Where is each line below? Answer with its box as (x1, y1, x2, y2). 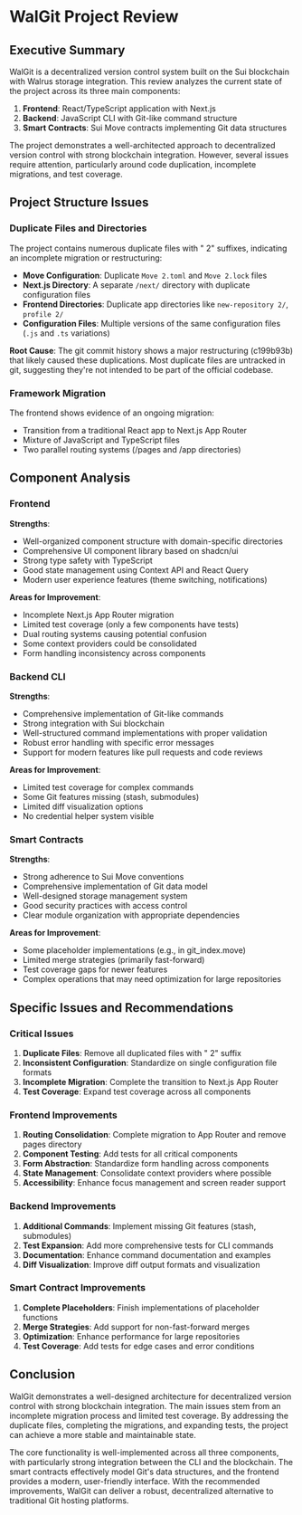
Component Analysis (9, 471, 131, 486)
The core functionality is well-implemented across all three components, (9, 1446, 279, 1458)
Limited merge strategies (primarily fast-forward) (22, 955, 205, 966)
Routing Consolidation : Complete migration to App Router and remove (22, 1129, 287, 1140)
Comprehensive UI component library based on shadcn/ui (22, 545, 239, 556)
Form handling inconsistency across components (22, 647, 206, 658)
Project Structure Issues (9, 195, 149, 210)
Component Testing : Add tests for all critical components (22, 1148, 238, 1159)
